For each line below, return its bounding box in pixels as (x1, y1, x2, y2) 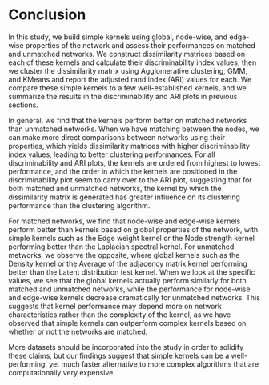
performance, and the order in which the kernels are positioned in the (8, 166, 238, 176)
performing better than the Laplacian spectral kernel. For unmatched (8, 242, 235, 251)
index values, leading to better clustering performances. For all (8, 150, 215, 159)
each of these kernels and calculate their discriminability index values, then (8, 58, 257, 67)
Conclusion (8, 6, 86, 24)
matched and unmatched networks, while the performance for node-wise (8, 284, 251, 294)
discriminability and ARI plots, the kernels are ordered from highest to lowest (8, 158, 261, 167)
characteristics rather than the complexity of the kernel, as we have (8, 310, 231, 319)
